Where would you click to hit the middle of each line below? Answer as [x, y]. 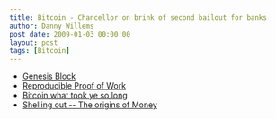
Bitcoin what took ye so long [75, 96]
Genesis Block [49, 76]
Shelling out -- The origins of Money [89, 105]
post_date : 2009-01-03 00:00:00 [70, 34]
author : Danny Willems [52, 26]
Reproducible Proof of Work [74, 86]
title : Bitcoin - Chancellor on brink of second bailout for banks [138, 17]
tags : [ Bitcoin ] [40, 51]
